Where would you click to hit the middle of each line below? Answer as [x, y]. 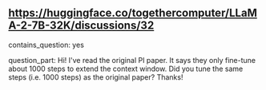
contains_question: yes [46, 45]
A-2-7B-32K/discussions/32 [81, 26]
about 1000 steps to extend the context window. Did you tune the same [126, 68]
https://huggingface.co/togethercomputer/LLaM [133, 13]
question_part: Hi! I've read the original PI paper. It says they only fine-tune [132, 60]
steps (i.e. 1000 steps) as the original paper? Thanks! [96, 77]
